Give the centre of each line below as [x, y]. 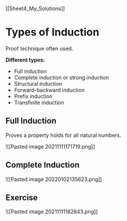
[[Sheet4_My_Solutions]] [35, 9]
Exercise [22, 197]
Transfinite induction [39, 102]
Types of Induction [52, 32]
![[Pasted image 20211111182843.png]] [52, 212]
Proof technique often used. [39, 48]
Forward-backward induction [49, 90]
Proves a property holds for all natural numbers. [63, 135]
